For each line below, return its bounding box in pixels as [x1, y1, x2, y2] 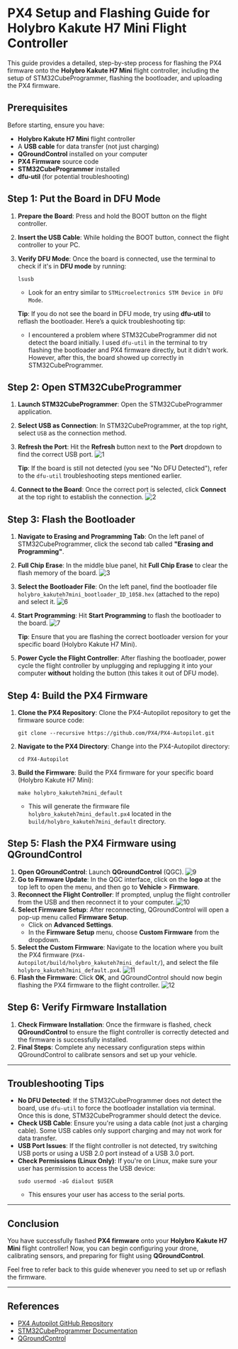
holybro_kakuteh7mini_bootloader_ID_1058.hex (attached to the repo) [17, 590, 220, 599]
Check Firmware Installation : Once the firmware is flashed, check [17, 1020, 212, 1029]
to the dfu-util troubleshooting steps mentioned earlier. [17, 471, 182, 480]
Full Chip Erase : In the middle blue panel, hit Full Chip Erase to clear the [17, 561, 228, 569]
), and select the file [160, 958, 219, 966]
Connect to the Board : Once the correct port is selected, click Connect [17, 485, 227, 494]
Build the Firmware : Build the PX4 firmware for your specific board [17, 768, 214, 777]
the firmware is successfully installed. [17, 1035, 129, 1044]
